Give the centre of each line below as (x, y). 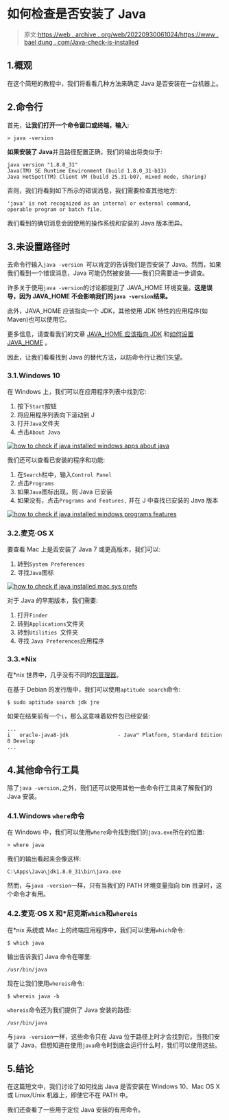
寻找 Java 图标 (35, 572)
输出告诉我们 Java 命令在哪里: (50, 956)
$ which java (26, 943)
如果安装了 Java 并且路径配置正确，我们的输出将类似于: (85, 151)
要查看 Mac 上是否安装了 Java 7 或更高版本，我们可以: (84, 549)
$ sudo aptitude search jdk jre (53, 703)
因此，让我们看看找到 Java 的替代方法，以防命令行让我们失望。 (97, 358)
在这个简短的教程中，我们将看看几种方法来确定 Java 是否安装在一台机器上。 (115, 83)
